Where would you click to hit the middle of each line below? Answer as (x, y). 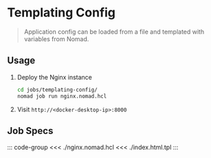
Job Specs (30, 131)
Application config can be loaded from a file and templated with (114, 32)
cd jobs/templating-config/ (57, 90)
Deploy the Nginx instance (55, 77)
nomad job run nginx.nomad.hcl (62, 96)
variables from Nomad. (56, 38)
